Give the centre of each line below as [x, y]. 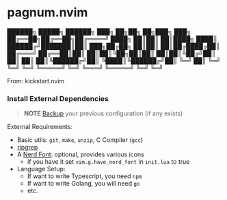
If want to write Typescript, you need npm [84, 176]
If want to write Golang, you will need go [83, 184]
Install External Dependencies [58, 98]
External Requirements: [40, 127]
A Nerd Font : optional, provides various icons [81, 154]
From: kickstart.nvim [36, 81]
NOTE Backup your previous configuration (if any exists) [103, 113]
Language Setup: [41, 169]
